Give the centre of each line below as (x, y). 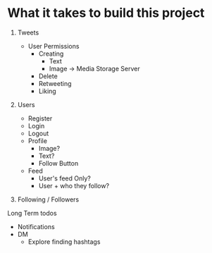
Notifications (36, 226)
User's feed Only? (65, 178)
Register (40, 118)
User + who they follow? (74, 185)
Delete (48, 76)
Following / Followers (48, 199)
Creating (51, 54)
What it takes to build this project (106, 13)
